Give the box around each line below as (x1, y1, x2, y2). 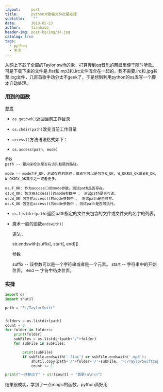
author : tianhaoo (5, 25, 49, 30)
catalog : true (5, 35, 34, 39)
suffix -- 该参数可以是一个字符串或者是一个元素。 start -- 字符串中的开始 (12, 261, 157, 267)
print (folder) (14, 332, 42, 337)
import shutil (5, 297, 34, 301)
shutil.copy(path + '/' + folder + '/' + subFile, (31, 359, 118, 364)
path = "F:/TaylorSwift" (5, 305, 55, 310)
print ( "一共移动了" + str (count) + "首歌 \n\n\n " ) (5, 372, 102, 377)
